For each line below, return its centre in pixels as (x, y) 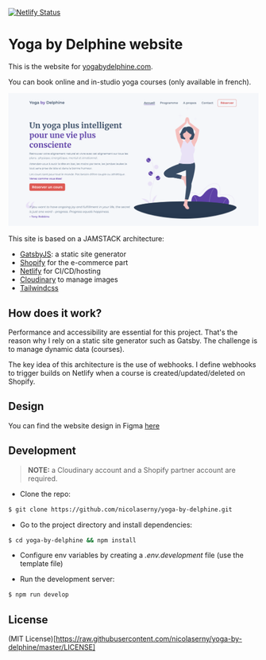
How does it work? (55, 313)
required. (42, 478)
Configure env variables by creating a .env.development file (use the (131, 555)
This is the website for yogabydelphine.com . (81, 66)
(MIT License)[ (32, 639)
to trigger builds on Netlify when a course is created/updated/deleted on (127, 373)
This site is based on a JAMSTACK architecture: (86, 239)
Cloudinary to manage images (69, 279)
